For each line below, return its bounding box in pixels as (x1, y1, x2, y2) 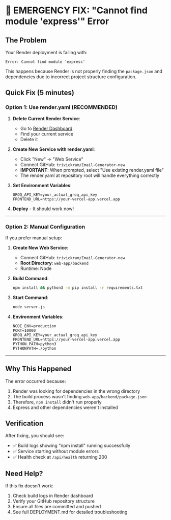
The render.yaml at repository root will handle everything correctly (20, 172, 159, 178)
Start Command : (12, 294, 48, 301)
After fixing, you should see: (5, 433, 65, 439)
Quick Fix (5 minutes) (5, 88, 75, 97)
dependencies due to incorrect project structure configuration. (5, 74, 137, 80)
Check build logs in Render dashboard (12, 493, 93, 499)
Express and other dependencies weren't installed (12, 404, 118, 411)
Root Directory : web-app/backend (20, 260, 89, 266)
